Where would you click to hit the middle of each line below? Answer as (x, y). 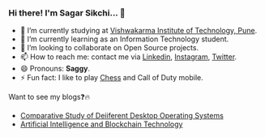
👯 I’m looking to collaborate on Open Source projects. (109, 48)
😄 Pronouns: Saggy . (55, 69)
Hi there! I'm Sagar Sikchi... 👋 (67, 13)
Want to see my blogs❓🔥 (49, 97)
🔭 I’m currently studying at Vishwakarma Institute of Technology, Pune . (139, 31)
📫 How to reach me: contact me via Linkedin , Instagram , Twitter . (128, 57)
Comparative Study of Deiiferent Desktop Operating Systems (122, 116)
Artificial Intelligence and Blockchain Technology (101, 124)
